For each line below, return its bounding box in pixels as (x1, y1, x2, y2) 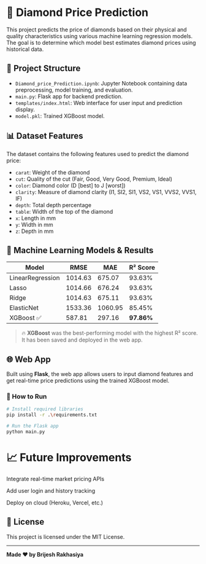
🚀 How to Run (6, 393, 47, 401)
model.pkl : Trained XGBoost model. (15, 112, 105, 119)
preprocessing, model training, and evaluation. (15, 86, 133, 93)
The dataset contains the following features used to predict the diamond (6, 150, 189, 157)
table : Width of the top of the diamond (15, 208, 113, 215)
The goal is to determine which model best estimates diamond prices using (6, 39, 196, 46)
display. (15, 106, 36, 113)
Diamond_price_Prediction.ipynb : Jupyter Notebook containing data (15, 79, 188, 87)
